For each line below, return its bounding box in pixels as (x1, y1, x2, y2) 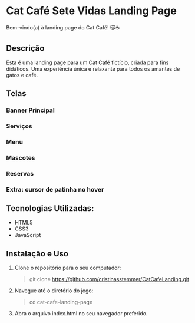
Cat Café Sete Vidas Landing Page (6, 4, 177, 18)
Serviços (6, 122, 32, 130)
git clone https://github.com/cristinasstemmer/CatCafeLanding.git (29, 276, 190, 283)
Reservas (6, 169, 34, 177)
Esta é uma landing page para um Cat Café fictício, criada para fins (6, 59, 169, 66)
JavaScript (14, 232, 41, 239)
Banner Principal (6, 106, 55, 114)
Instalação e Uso (6, 249, 69, 259)
